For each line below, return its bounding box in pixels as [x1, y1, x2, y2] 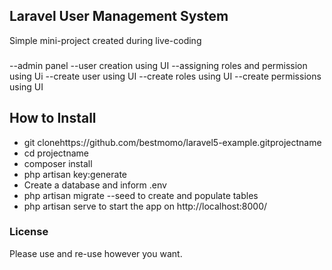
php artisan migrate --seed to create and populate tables [23, 189, 259, 201]
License [9, 225, 49, 239]
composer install [23, 157, 93, 169]
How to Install [9, 110, 97, 127]
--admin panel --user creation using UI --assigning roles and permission [9, 59, 308, 71]
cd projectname [23, 147, 89, 159]
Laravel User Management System [9, 8, 229, 25]
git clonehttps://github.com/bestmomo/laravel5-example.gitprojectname [23, 136, 322, 148]
